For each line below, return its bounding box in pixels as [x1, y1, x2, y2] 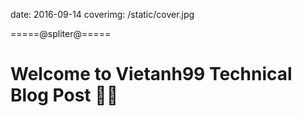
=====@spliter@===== [10, 28, 112, 39]
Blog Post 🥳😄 [10, 84, 119, 107]
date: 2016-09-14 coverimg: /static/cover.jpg [10, 9, 195, 20]
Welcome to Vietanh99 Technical [10, 63, 293, 86]
